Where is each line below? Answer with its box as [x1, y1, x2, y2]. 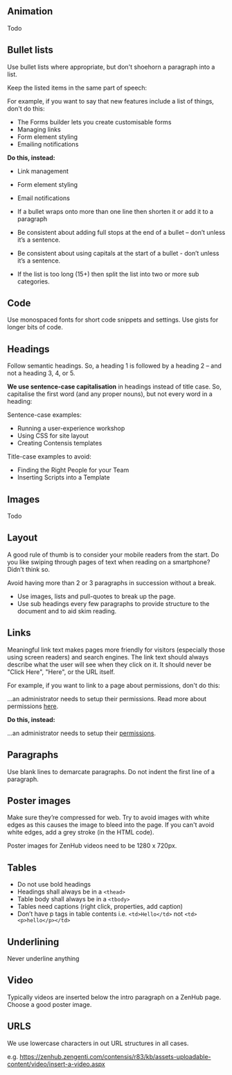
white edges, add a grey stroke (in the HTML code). [7, 828, 154, 837]
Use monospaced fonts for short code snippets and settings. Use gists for [7, 315, 219, 324]
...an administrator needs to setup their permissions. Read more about [7, 694, 206, 703]
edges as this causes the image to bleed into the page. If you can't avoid [7, 821, 215, 829]
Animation [7, 6, 53, 17]
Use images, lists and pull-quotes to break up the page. [17, 592, 176, 600]
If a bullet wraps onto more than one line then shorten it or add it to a [17, 207, 213, 215]
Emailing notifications [17, 140, 79, 148]
